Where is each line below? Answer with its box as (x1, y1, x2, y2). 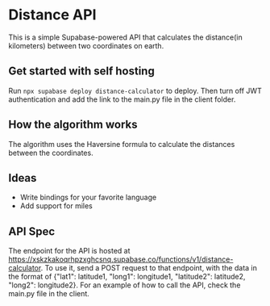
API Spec (8, 224, 56, 238)
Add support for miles (19, 201, 93, 211)
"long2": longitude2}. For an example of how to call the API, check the (8, 280, 241, 290)
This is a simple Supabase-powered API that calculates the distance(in (8, 32, 243, 42)
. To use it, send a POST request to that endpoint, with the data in (40, 263, 258, 273)
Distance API (8, 6, 97, 24)
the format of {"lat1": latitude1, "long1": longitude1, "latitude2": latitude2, (8, 272, 246, 282)
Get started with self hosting (8, 65, 155, 78)
